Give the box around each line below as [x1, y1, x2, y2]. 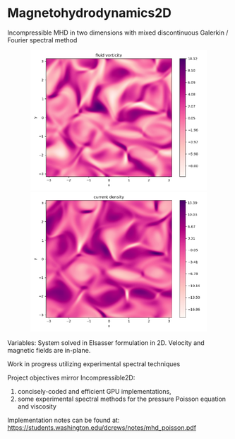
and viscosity [17, 402, 56, 411]
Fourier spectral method [7, 35, 78, 44]
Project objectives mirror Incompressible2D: [7, 373, 135, 382]
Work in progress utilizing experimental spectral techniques [7, 360, 181, 368]
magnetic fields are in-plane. [7, 346, 91, 355]
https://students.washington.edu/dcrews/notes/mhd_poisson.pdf [7, 423, 196, 432]
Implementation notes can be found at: [7, 416, 120, 425]
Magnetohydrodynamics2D [7, 5, 171, 21]
